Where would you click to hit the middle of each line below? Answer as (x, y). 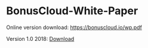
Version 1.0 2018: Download (40, 39)
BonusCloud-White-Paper (72, 11)
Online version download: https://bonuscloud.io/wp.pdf (74, 27)
